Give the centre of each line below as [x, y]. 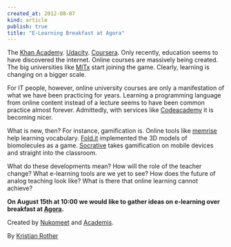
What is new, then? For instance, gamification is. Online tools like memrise [112, 131]
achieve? [20, 188]
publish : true [28, 26]
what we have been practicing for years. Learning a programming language [114, 95]
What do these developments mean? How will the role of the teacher [104, 166]
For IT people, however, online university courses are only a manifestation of [116, 88]
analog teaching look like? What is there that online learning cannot [102, 181]
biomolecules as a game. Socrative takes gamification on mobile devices [110, 145]
